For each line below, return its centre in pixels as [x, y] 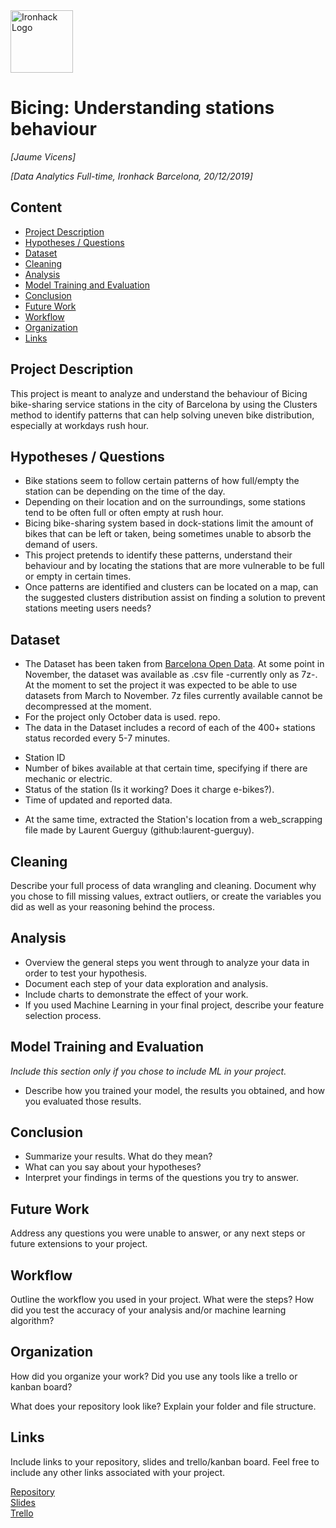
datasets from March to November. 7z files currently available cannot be [173, 696]
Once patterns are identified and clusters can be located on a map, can [171, 587]
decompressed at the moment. [88, 706]
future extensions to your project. [79, 1244]
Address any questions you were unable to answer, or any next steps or [158, 1233]
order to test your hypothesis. [86, 973]
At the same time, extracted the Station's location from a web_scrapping [173, 820]
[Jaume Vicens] [43, 156]
